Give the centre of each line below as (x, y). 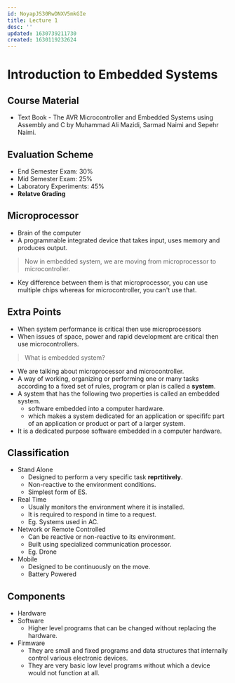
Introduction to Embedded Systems (113, 75)
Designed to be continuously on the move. (89, 567)
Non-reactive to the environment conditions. (92, 485)
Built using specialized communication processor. (100, 545)
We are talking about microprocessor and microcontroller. (101, 371)
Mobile (27, 559)
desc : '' (20, 27)
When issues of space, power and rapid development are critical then (118, 336)
